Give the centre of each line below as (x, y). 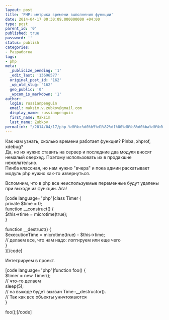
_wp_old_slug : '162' (31, 85)
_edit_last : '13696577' (34, 75)
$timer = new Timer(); (28, 275)
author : (13, 99)
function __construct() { (29, 209)
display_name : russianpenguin (41, 113)
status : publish (22, 43)
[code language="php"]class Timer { (43, 198)
